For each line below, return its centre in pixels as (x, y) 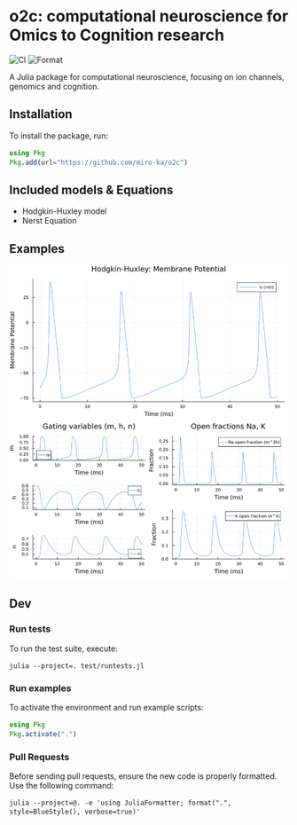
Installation (41, 114)
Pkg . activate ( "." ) (43, 734)
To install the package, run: (59, 136)
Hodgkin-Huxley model (64, 211)
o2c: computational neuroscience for (149, 16)
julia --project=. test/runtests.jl (77, 666)
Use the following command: (62, 786)
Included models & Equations (91, 189)
